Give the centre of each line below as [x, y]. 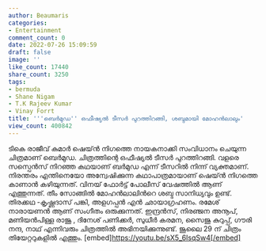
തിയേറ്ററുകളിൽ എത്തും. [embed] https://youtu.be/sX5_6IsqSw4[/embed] [125, 238]
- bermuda [25, 89]
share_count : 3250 [38, 74]
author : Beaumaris [38, 15]
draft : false [30, 52]
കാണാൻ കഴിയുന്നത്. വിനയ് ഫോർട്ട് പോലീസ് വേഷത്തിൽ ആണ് [115, 184]
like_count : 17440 [38, 67]
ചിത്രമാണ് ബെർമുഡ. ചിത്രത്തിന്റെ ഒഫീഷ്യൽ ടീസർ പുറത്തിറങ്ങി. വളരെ [123, 157]
